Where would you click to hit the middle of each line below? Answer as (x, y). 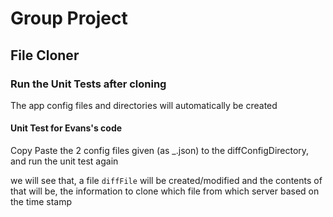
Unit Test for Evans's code (66, 128)
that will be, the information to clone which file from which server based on (165, 191)
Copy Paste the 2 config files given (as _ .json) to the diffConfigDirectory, (160, 151)
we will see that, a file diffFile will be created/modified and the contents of (166, 181)
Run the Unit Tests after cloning (88, 84)
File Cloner (45, 55)
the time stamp (41, 202)
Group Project (69, 18)
